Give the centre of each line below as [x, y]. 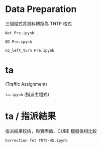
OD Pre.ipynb [19, 42]
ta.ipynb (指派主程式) [27, 94]
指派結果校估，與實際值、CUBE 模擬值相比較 [51, 131]
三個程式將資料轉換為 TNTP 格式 [39, 23]
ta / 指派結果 [31, 116]
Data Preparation [41, 9]
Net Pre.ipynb [20, 33]
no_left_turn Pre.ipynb [30, 50]
